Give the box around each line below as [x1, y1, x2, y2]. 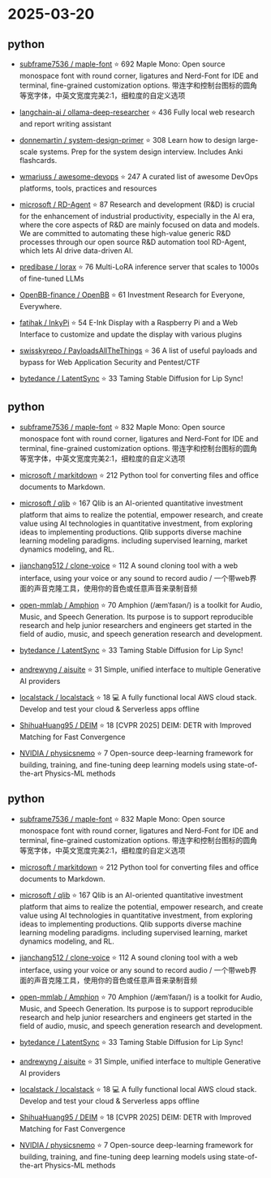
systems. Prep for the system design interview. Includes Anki [39, 147, 243, 157]
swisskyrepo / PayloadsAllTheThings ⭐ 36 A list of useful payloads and [19, 346, 257, 355]
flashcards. [19, 156, 58, 165]
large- [238, 135, 259, 144]
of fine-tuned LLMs [19, 273, 84, 283]
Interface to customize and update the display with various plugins [19, 329, 243, 339]
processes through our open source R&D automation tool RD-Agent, [19, 237, 247, 247]
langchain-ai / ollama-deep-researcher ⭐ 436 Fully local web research [19, 107, 256, 117]
